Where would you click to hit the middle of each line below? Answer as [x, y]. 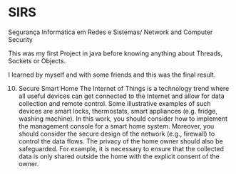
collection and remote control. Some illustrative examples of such [114, 103]
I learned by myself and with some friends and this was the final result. [112, 75]
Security [20, 39]
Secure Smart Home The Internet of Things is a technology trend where [124, 88]
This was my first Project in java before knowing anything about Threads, [116, 53]
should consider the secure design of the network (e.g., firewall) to [117, 134]
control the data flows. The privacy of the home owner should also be [120, 141]
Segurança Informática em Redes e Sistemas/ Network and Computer [111, 32]
